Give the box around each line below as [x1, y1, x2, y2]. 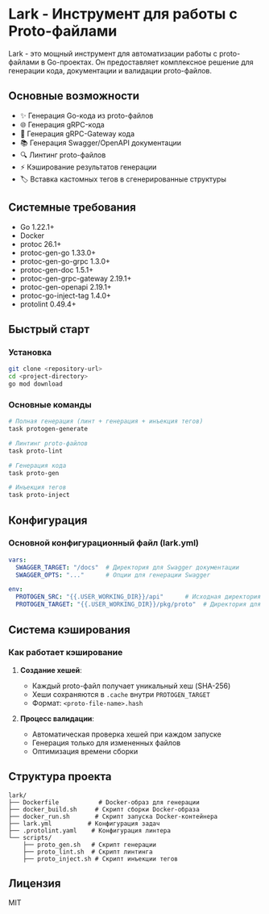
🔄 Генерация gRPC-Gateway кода [19, 128, 135, 138]
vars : [8, 556, 27, 564]
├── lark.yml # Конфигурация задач [8, 820, 160, 828]
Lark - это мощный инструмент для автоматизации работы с [8, 48, 217, 58]
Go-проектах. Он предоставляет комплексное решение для [47, 57, 254, 67]
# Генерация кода [8, 461, 67, 470]
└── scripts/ [8, 833, 52, 841]
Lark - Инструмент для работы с [8, 5, 238, 23]
